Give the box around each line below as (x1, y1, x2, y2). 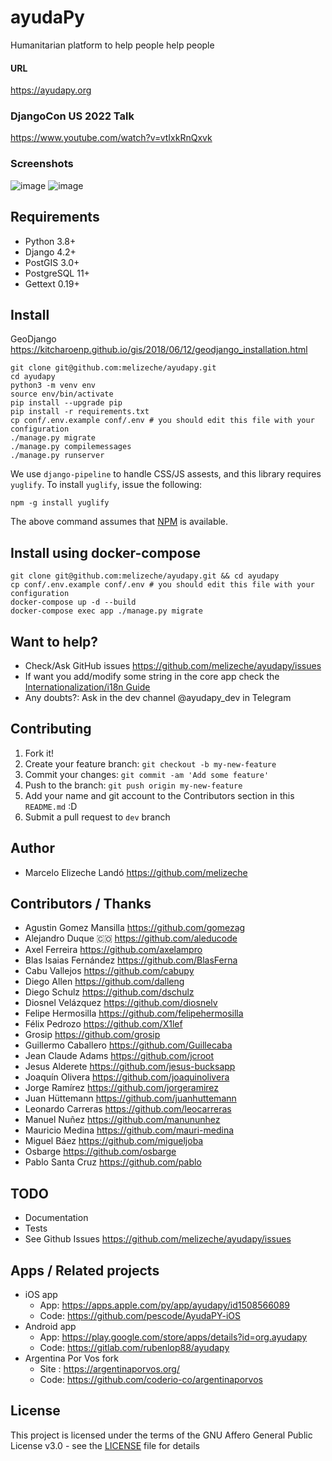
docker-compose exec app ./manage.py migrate (10, 606, 203, 616)
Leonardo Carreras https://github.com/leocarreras (24, 1103, 232, 1115)
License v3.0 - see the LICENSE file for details (10, 1439, 200, 1451)
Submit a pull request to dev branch (24, 811, 171, 823)
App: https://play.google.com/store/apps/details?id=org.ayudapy (39, 1331, 308, 1343)
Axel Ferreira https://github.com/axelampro (24, 944, 203, 956)
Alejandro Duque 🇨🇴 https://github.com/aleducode (24, 932, 238, 945)
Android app (24, 1321, 77, 1333)
